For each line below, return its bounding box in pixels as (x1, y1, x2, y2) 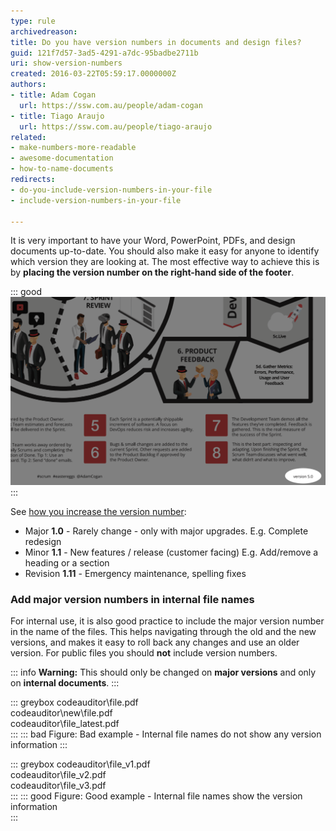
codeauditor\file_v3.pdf (10, 780, 107, 792)
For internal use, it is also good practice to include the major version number (10, 615, 325, 627)
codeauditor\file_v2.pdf (10, 769, 107, 781)
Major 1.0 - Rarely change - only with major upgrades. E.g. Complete (24, 525, 309, 537)
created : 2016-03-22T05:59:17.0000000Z (10, 69, 177, 79)
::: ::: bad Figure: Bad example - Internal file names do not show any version (10, 728, 322, 740)
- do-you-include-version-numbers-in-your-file (10, 185, 213, 195)
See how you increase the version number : (10, 506, 187, 518)
